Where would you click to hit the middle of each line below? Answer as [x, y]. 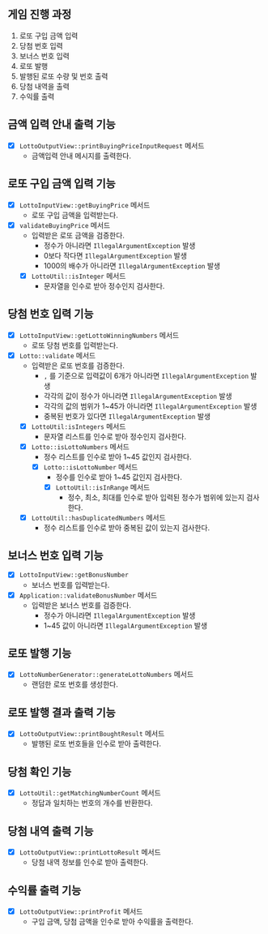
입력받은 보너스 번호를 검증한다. [81, 605]
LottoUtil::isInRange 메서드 [103, 487]
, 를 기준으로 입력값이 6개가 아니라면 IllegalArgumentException [146, 375]
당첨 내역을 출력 [44, 86]
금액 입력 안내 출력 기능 [62, 124]
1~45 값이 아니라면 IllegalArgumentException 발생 [125, 625]
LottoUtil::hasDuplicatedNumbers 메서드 [99, 517]
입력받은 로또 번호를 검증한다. [78, 365]
